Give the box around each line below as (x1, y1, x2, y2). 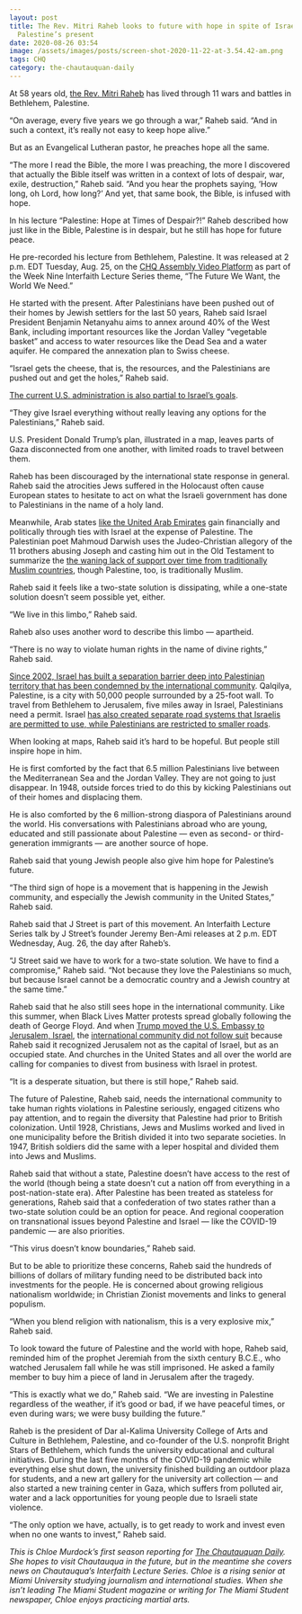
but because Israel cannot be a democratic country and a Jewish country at (9, 974, 290, 985)
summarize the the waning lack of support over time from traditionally (9, 555, 268, 566)
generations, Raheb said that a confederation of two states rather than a (9, 1197, 277, 1208)
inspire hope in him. (9, 745, 83, 756)
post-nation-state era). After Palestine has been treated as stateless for (9, 1187, 274, 1198)
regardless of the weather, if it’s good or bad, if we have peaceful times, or (9, 1398, 286, 1409)
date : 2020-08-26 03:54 (9, 38, 99, 48)
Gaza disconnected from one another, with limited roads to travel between (9, 443, 285, 454)
